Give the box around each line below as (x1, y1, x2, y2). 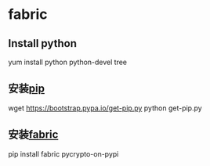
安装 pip (8, 82, 45, 96)
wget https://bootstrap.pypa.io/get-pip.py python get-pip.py (8, 103, 202, 113)
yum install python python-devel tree (8, 57, 128, 67)
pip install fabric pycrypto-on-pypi (8, 149, 119, 158)
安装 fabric (8, 128, 59, 142)
